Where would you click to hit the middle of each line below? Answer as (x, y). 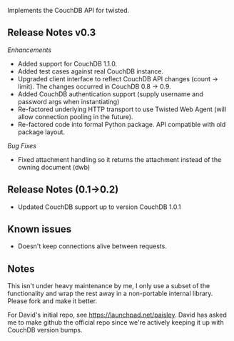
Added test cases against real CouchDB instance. (91, 71)
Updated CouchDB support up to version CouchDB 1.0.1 (99, 207)
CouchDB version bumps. (45, 330)
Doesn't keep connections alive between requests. (92, 246)
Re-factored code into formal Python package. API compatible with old (122, 124)
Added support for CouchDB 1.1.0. (67, 63)
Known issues (40, 229)
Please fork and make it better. (52, 301)
